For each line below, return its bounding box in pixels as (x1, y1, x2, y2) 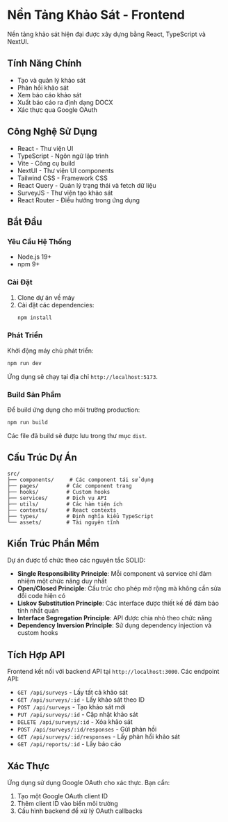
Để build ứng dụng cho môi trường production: (7, 405, 140, 414)
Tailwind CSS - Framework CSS (17, 174, 108, 182)
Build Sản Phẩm (7, 389, 61, 399)
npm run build (7, 419, 49, 426)
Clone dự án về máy (17, 293, 75, 302)
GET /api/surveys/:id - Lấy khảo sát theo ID (17, 695, 145, 704)
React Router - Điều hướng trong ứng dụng (17, 195, 140, 204)
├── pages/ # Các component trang (7, 482, 132, 490)
